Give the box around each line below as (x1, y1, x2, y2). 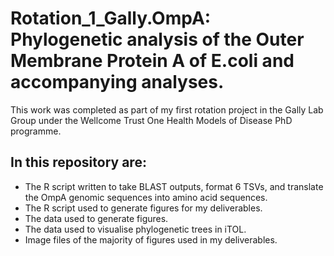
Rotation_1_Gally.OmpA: (10, 7, 212, 30)
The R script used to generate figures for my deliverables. (24, 202, 263, 214)
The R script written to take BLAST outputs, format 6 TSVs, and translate (24, 180, 324, 192)
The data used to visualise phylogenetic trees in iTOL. (24, 223, 247, 235)
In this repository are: (10, 154, 147, 171)
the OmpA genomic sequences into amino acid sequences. (24, 191, 268, 203)
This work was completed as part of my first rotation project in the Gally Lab (10, 103, 324, 116)
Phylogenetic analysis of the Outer (10, 28, 305, 51)
